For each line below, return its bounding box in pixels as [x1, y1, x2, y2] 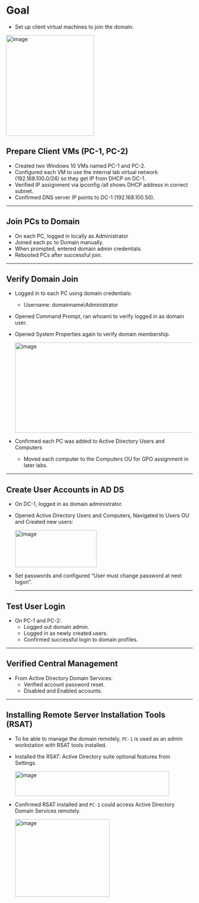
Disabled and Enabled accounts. [23, 687, 102, 694]
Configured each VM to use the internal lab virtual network [14, 168, 158, 175]
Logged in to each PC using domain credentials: [14, 290, 132, 297]
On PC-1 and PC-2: [14, 617, 62, 624]
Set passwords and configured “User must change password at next [14, 572, 182, 580]
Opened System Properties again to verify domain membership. [14, 331, 171, 338]
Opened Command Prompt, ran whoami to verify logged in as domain [14, 313, 185, 320]
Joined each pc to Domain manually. [14, 238, 104, 246]
